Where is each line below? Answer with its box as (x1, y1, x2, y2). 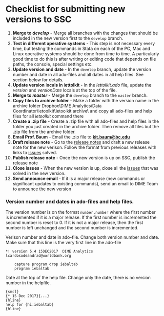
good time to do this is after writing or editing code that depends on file (12, 56, 156, 62)
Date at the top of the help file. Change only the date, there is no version (5, 275, 151, 281)
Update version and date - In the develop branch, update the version (12, 66, 151, 72)
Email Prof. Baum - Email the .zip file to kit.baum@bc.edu (12, 134, 130, 140)
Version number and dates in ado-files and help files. (5, 198, 134, 205)
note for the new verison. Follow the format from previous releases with (12, 144, 157, 150)
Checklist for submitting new (5, 3, 126, 15)
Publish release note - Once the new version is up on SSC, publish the (12, 155, 155, 160)
